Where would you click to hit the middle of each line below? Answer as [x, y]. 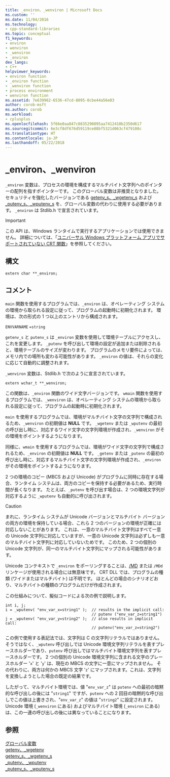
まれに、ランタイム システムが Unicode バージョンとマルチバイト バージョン [85, 516]
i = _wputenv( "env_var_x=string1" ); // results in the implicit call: [85, 610]
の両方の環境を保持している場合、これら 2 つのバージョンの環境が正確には [83, 523]
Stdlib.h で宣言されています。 [71, 210]
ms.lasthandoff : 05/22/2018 [35, 143]
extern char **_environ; [31, 273]
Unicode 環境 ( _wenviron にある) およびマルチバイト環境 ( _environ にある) [82, 706]
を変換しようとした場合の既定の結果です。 [49, 676]
